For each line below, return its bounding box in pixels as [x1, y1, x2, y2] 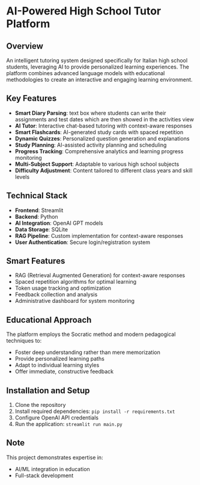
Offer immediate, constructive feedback [14, 368, 114, 375]
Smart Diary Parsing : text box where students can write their [14, 109, 166, 117]
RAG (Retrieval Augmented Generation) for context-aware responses [14, 272, 185, 279]
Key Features [6, 93, 57, 103]
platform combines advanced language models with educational [6, 70, 165, 76]
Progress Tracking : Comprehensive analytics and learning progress [14, 147, 184, 154]
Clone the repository [14, 401, 66, 409]
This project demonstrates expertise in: [6, 454, 103, 461]
